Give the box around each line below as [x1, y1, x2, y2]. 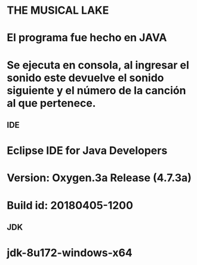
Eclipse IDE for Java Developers [7, 144, 168, 158]
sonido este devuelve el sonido [7, 71, 164, 84]
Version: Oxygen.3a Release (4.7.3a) [7, 171, 192, 185]
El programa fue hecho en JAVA [7, 31, 167, 45]
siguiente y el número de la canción [7, 84, 186, 97]
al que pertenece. [7, 96, 96, 110]
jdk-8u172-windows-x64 [7, 246, 133, 260]
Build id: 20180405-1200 [7, 198, 134, 212]
